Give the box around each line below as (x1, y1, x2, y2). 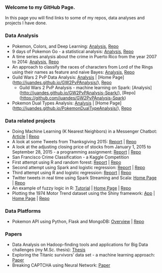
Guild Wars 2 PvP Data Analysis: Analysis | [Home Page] (12, 74, 124, 80)
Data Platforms (5, 207, 41, 214)
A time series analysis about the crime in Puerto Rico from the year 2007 (12, 53, 157, 59)
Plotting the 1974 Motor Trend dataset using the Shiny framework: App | (12, 190, 155, 196)
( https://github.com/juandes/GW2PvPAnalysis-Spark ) (19, 95, 126, 101)
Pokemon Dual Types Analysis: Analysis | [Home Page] (12, 100, 122, 106)
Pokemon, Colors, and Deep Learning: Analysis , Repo (12, 43, 119, 49)
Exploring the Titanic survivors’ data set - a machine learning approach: (12, 252, 155, 258)
